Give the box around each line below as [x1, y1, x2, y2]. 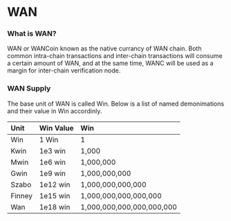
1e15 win [39, 191, 71, 200]
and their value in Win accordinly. [7, 106, 102, 115]
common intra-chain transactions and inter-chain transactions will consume [7, 52, 223, 60]
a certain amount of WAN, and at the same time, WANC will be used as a [7, 59, 214, 68]
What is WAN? [7, 29, 57, 39]
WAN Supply [7, 84, 51, 93]
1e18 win [39, 202, 71, 211]
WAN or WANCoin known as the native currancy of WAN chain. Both [7, 44, 202, 52]
